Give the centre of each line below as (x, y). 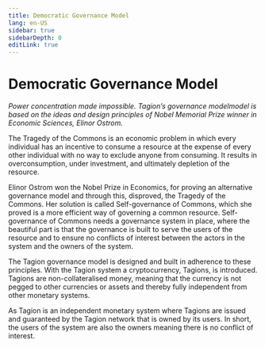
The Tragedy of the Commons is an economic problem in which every (122, 139)
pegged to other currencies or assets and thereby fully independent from (128, 287)
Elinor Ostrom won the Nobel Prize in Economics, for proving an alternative (131, 188)
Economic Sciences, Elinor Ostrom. (65, 123)
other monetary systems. (49, 296)
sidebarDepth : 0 (35, 38)
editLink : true (33, 45)
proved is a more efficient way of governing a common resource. (114, 213)
